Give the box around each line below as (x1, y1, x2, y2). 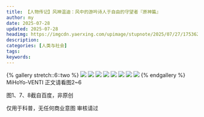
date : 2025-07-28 (6, 20, 50, 26)
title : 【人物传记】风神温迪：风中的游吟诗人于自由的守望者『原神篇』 (6, 8, 161, 15)
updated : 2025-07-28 (6, 25, 59, 32)
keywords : (6, 54, 32, 60)
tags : (6, 48, 20, 55)
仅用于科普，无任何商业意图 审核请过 (6, 104, 98, 112)
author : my (6, 15, 34, 21)
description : (6, 37, 39, 43)
